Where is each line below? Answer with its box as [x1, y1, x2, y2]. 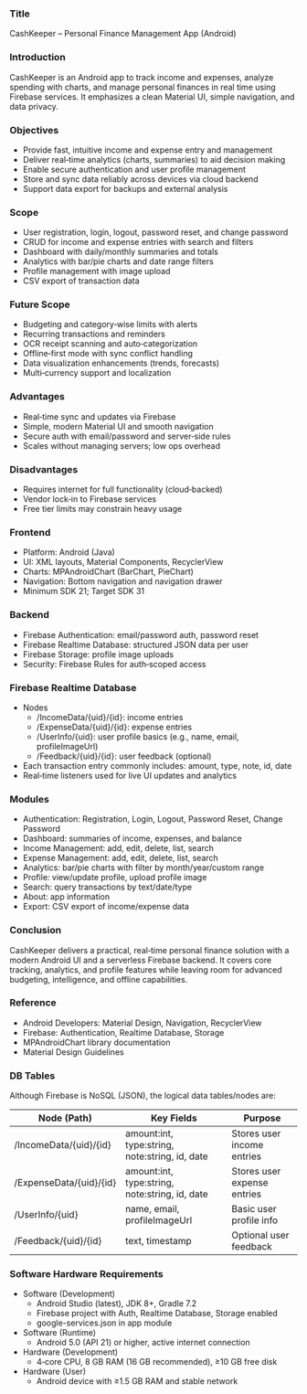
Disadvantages [9, 463, 79, 475]
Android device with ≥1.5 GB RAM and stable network [36, 1376, 238, 1387]
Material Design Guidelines [22, 1046, 125, 1058]
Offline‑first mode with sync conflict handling [22, 348, 194, 359]
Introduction [9, 51, 66, 64]
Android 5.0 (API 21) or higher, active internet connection [36, 1337, 251, 1348]
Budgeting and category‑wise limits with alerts [22, 319, 198, 330]
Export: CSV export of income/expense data [22, 901, 190, 912]
